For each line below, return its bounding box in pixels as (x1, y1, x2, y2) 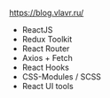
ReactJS (21, 25, 53, 34)
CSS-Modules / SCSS (21, 72, 102, 82)
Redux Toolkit (21, 34, 73, 44)
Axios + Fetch (21, 53, 74, 63)
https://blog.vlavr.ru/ (9, 8, 84, 18)
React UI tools (21, 81, 74, 91)
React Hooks (21, 62, 69, 72)
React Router (21, 43, 70, 54)
